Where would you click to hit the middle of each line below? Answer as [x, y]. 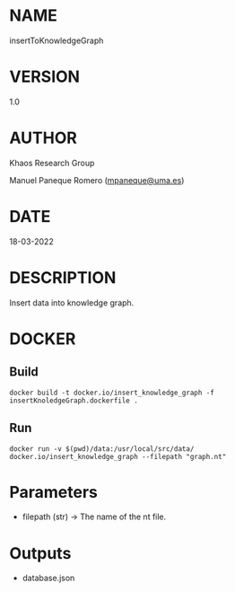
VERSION [45, 77]
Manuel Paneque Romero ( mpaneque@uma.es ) [97, 180]
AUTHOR [44, 138]
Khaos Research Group [52, 163]
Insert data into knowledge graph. [72, 303]
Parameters [54, 492]
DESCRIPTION [63, 277]
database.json [48, 578]
